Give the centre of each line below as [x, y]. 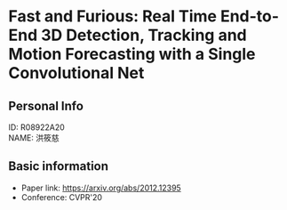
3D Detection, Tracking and [144, 35]
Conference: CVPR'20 [62, 197]
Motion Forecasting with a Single [132, 54]
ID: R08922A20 [37, 127]
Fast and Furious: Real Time [113, 16]
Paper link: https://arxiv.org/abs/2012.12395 [101, 188]
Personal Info [46, 105]
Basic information [58, 166]
